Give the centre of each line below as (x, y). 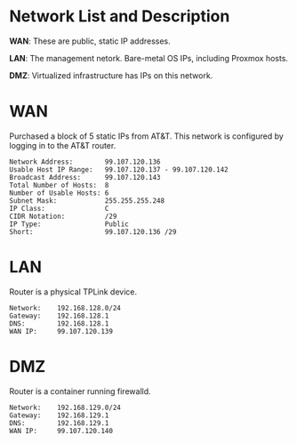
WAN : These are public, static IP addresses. (90, 41)
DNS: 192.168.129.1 (59, 423)
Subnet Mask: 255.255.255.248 (87, 201)
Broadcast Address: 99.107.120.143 (85, 177)
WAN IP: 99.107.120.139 (61, 331)
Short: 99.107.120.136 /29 (93, 232)
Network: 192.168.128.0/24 (65, 308)
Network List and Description (120, 16)
